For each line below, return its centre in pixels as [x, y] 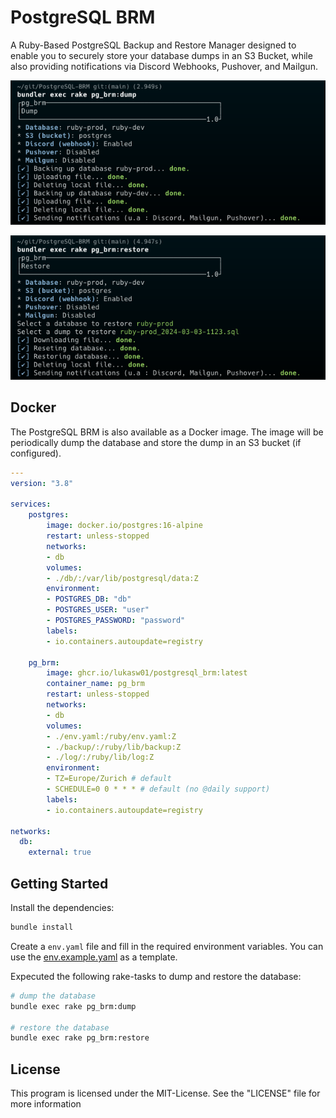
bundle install [42, 927]
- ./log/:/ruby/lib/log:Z [100, 757]
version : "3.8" [42, 483]
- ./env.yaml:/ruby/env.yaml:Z [111, 736]
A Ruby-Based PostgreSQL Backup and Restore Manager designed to [153, 45]
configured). [36, 453]
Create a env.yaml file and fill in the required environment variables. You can [167, 946]
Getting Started [59, 883]
